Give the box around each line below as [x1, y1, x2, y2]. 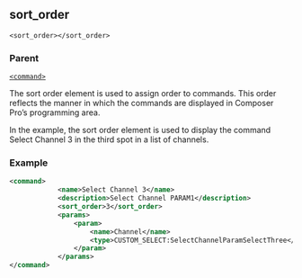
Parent [9, 51, 40, 64]
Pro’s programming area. [9, 107, 101, 118]
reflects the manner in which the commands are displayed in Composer [9, 98, 274, 109]
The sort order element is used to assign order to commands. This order [9, 88, 277, 99]
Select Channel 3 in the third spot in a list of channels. [9, 134, 209, 145]
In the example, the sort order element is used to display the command [9, 125, 271, 136]
